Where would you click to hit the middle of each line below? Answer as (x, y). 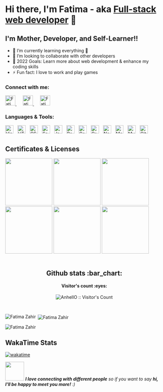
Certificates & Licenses (42, 149)
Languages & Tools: (30, 117)
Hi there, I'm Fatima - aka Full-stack (81, 9)
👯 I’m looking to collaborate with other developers (64, 56)
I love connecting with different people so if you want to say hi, (92, 379)
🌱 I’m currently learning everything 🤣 (50, 51)
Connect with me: (27, 87)
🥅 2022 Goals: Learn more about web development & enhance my (80, 61)
